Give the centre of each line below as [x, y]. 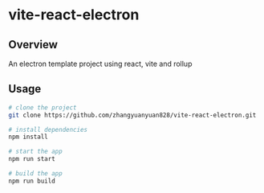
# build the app [35, 174]
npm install [28, 137]
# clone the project [43, 107]
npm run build [32, 181]
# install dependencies [48, 129]
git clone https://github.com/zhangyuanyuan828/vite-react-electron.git [132, 115]
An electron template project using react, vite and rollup [100, 64]
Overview [33, 45]
